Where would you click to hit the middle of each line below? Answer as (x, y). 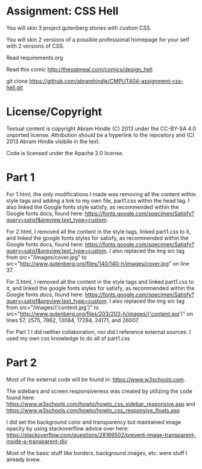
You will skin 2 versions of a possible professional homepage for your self (98, 39)
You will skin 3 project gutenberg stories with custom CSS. (79, 28)
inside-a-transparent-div (37, 441)
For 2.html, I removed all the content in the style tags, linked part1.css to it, (99, 231)
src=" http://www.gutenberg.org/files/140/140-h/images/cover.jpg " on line (98, 263)
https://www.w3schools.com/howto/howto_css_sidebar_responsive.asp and (101, 404)
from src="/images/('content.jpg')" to (53, 307)
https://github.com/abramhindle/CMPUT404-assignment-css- (106, 81)
